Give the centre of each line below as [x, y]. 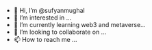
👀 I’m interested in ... [42, 18]
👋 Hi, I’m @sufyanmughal [49, 10]
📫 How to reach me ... [45, 40]
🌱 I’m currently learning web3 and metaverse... [79, 25]
